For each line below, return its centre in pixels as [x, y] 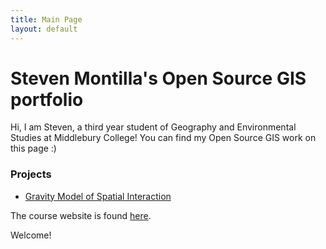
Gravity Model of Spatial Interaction [98, 196]
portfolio [47, 99]
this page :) [33, 148]
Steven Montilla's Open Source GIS [158, 78]
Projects [31, 174]
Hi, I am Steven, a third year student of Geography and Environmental [153, 127]
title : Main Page [46, 19]
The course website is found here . [81, 215]
